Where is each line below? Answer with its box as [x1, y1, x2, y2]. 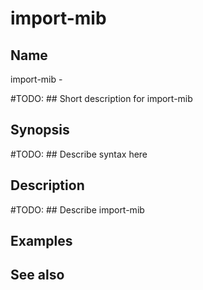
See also [10, 267, 65, 284]
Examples [10, 233, 73, 250]
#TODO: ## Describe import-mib [10, 203, 145, 216]
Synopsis [10, 122, 70, 139]
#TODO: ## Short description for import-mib [10, 93, 193, 104]
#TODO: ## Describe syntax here [10, 148, 148, 160]
